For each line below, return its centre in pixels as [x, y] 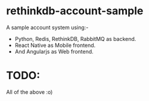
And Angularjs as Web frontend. [54, 51]
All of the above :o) [30, 92]
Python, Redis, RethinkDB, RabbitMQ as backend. [75, 39]
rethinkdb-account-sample [75, 11]
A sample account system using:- [47, 27]
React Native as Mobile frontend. [55, 45]
